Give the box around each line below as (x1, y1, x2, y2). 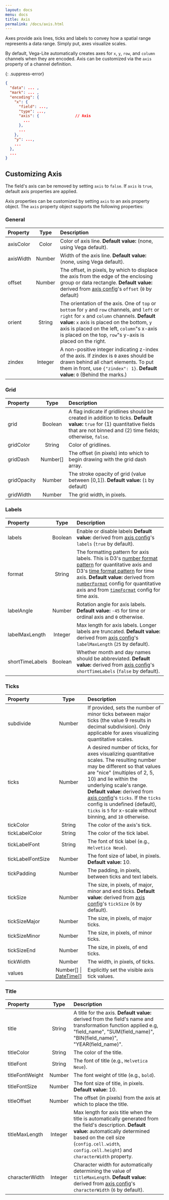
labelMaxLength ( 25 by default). (76, 640, 150, 647)
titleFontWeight (8, 1072, 44, 1079)
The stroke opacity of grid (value (68, 470, 146, 477)
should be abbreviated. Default (76, 655, 150, 662)
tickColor (8, 821, 29, 828)
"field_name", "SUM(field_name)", (73, 1028, 154, 1035)
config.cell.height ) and (73, 1147, 132, 1154)
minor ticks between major (87, 710, 151, 717)
